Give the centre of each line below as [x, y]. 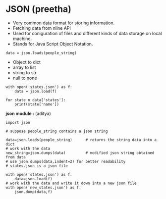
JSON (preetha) [38, 9]
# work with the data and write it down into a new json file [71, 183]
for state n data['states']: [36, 100]
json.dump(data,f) [33, 192]
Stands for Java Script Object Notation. [53, 44]
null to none [25, 78]
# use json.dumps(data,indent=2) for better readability [66, 161]
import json [18, 122]
